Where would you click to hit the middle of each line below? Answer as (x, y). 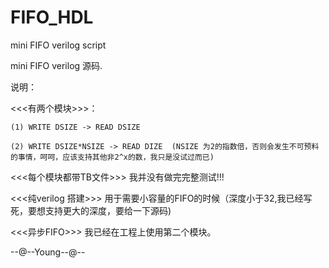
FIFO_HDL (52, 17)
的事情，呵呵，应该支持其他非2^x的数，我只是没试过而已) (112, 157)
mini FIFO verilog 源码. (56, 65)
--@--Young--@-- (48, 252)
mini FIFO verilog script (58, 45)
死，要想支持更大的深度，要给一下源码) (91, 210)
